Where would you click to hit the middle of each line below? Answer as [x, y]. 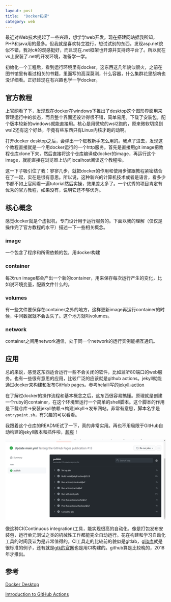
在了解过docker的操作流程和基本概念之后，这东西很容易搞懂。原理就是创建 [84, 396]
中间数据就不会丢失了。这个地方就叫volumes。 [63, 316]
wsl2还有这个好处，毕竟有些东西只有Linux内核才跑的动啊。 [67, 130]
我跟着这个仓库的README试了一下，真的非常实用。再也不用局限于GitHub [82, 425]
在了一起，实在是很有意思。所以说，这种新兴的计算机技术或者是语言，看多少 [85, 177]
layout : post [19, 11]
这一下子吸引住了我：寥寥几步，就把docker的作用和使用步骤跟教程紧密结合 [84, 171]
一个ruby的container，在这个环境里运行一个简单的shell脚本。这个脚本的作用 [85, 402]
